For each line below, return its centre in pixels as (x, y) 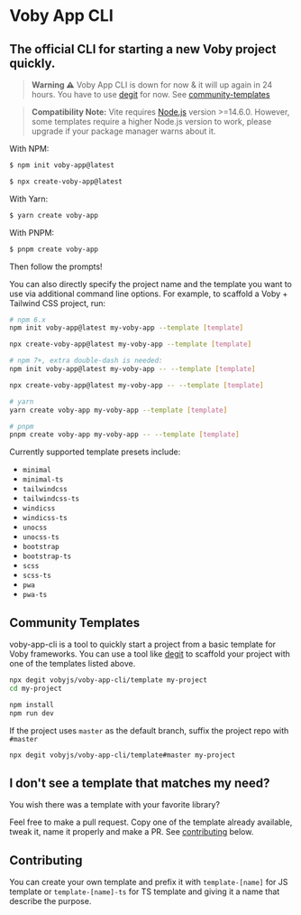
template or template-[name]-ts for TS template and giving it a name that (145, 892)
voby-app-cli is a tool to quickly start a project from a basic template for (143, 644)
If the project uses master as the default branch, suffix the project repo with (149, 730)
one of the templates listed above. (73, 664)
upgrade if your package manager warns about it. (123, 131)
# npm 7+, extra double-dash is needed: (87, 361)
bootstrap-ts (47, 556)
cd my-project (36, 688)
